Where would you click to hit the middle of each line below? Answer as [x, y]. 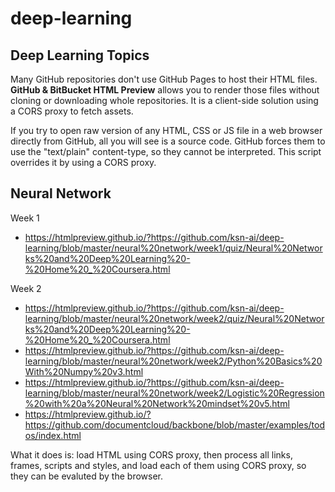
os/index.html [53, 435]
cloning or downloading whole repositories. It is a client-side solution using [164, 100]
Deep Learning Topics [80, 55]
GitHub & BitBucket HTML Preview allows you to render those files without [165, 90]
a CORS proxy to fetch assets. [72, 111]
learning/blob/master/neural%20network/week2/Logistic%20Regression [174, 393]
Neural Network [61, 193]
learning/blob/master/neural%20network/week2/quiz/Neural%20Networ [174, 318]
